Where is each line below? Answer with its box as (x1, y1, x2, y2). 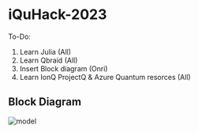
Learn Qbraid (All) (19, 55, 78, 65)
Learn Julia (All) (19, 47, 72, 56)
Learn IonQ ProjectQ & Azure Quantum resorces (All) (19, 72, 191, 82)
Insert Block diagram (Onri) (19, 63, 108, 73)
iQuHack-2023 (8, 6, 107, 24)
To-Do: (8, 32, 32, 41)
